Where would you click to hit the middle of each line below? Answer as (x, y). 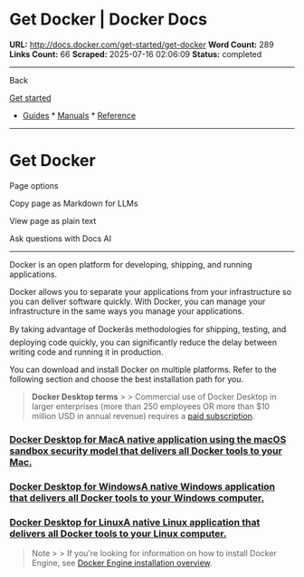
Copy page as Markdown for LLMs (74, 203)
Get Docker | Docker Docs (109, 20)
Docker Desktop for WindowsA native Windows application (142, 486)
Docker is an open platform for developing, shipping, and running (131, 264)
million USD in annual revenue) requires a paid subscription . (143, 416)
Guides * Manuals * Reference (79, 115)
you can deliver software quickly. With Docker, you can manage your (138, 301)
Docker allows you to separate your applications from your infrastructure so (151, 291)
